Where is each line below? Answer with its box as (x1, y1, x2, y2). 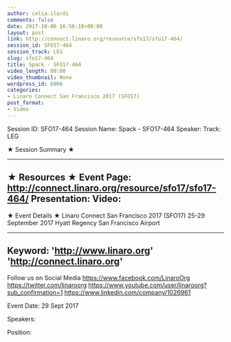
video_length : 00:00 (7, 67, 67, 74)
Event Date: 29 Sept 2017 (7, 301, 79, 310)
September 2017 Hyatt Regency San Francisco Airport (7, 218, 160, 227)
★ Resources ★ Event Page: (7, 172, 132, 183)
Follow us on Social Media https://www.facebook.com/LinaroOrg (7, 274, 190, 282)
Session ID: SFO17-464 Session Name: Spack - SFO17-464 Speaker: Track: (7, 124, 221, 133)
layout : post (7, 29, 45, 36)
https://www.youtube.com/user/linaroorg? (88, 281, 208, 289)
